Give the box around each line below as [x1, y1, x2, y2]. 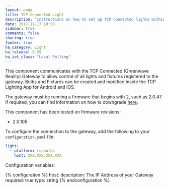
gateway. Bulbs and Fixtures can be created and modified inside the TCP [5, 79, 156, 85]
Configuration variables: [5, 162, 55, 168]
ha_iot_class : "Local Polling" [5, 54, 71, 59]
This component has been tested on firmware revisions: [5, 109, 121, 115]
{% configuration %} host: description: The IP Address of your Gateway [5, 172, 154, 178]
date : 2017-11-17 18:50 [5, 21, 55, 27]
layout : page [5, 7, 33, 13]
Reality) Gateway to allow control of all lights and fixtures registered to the [5, 74, 158, 80]
